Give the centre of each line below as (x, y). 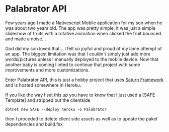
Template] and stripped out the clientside (48, 100)
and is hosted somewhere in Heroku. (43, 85)
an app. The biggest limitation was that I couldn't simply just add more (78, 54)
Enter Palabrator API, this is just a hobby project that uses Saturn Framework (84, 80)
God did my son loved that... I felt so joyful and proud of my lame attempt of (84, 48)
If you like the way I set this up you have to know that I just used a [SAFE (80, 95)
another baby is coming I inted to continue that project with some (73, 64)
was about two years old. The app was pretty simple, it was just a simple (80, 28)
